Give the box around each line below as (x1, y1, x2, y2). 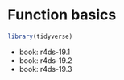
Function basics (7, 6, 117, 24)
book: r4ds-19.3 (19, 64, 72, 74)
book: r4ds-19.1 (19, 47, 71, 57)
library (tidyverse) (7, 32, 73, 40)
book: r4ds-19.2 (19, 55, 73, 65)
